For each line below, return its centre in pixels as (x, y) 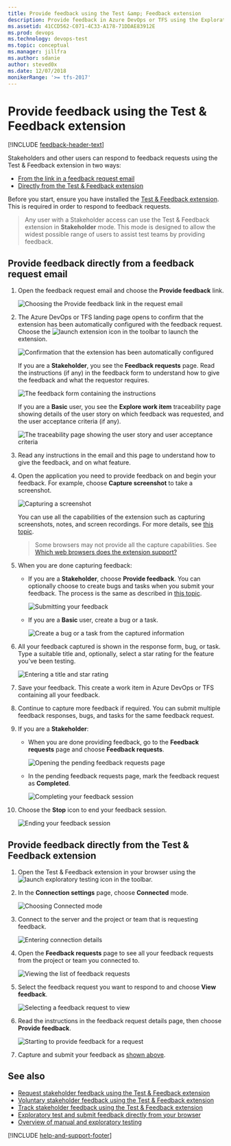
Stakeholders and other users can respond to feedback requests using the (113, 158)
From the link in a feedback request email (76, 178)
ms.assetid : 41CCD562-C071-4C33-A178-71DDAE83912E (82, 26)
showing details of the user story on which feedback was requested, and (121, 414)
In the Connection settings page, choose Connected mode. (103, 892)
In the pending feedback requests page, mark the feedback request (124, 776)
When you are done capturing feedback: (75, 565)
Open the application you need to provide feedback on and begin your (117, 476)
